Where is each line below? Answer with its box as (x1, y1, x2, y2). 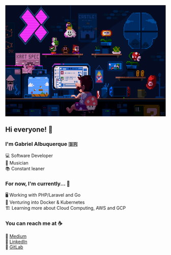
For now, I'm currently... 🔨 (5, 180, 70, 187)
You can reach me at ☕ (5, 219, 63, 227)
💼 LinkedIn (5, 239, 27, 245)
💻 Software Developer (5, 152, 53, 158)
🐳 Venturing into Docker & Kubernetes (5, 199, 85, 205)
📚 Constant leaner (5, 165, 45, 172)
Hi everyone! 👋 (5, 125, 53, 134)
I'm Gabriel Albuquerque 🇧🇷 (5, 141, 78, 148)
